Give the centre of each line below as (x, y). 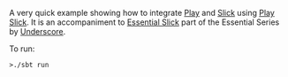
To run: (22, 49)
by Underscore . (38, 31)
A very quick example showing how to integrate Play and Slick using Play (142, 13)
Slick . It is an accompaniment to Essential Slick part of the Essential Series (144, 22)
